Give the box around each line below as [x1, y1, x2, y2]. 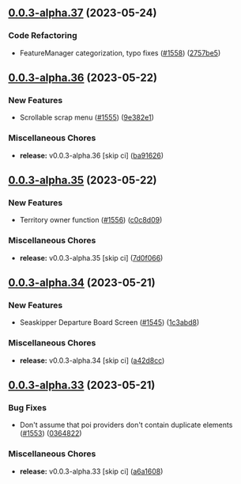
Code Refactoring [8, 30, 77, 41]
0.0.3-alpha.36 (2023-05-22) [8, 71, 158, 85]
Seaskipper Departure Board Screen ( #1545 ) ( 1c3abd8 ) [19, 318, 200, 327]
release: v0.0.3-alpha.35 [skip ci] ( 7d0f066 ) [19, 253, 164, 262]
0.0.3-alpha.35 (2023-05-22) [8, 173, 157, 187]
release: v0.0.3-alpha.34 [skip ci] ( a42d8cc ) [19, 356, 165, 365]
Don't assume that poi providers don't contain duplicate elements [19, 420, 233, 430]
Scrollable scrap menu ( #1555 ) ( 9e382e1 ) [19, 112, 154, 122]
